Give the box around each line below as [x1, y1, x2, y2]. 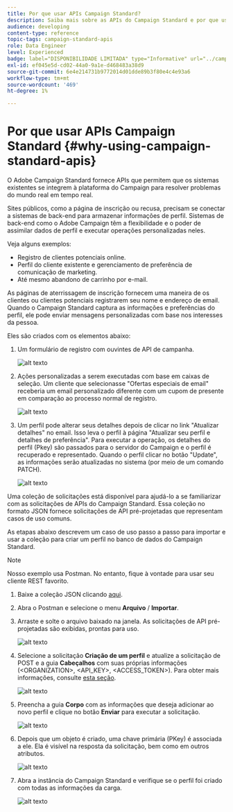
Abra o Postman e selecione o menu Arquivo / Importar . [17, 604, 179, 612]
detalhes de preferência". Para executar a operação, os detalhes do [17, 436, 211, 444]
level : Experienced [7, 49, 64, 56]
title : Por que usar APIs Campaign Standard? [7, 10, 141, 17]
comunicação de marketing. [17, 268, 98, 276]
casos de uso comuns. [7, 514, 72, 523]
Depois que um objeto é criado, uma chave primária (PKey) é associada [17, 735, 222, 743]
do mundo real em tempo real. [7, 191, 94, 199]
